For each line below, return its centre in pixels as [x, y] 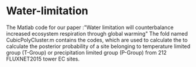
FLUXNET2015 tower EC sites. [43, 59]
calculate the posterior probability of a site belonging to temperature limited [98, 46]
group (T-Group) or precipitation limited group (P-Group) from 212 [86, 52]
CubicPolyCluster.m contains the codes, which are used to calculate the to [97, 40]
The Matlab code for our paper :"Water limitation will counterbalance [90, 27]
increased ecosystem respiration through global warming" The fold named [97, 33]
